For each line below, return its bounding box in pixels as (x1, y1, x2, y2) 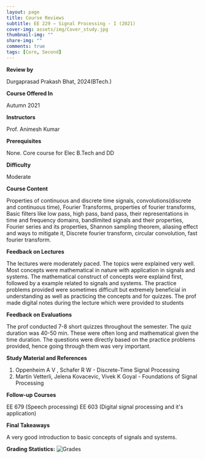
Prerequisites (6, 137, 42, 144)
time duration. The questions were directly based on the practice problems (6, 335, 195, 343)
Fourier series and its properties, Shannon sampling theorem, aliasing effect (6, 222, 198, 230)
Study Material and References (6, 354, 87, 361)
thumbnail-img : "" (6, 32, 53, 38)
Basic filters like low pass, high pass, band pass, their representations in (6, 210, 189, 217)
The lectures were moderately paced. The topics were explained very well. (6, 259, 195, 267)
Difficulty (6, 161, 31, 168)
